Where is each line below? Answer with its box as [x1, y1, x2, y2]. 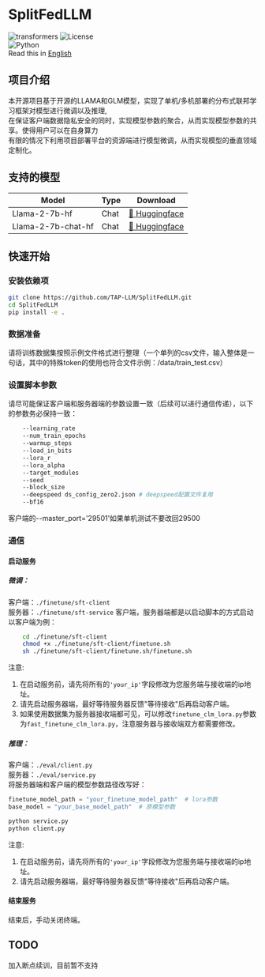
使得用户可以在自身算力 [21, 125, 99, 135]
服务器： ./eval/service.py [8, 770, 96, 779]
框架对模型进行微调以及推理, [14, 105, 108, 115]
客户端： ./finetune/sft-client [8, 597, 110, 606]
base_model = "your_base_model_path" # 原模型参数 [8, 803, 176, 811]
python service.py [8, 817, 69, 825]
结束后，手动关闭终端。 [8, 915, 84, 924]
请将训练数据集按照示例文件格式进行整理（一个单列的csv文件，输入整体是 [8, 348, 248, 357]
